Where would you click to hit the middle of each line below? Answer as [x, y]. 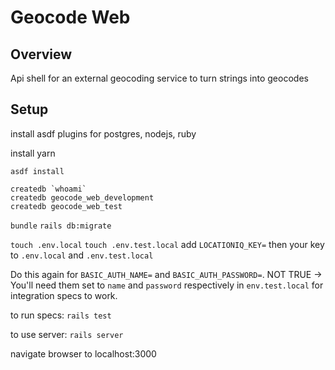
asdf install [37, 171]
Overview [41, 54]
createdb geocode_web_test [66, 206]
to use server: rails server [67, 334]
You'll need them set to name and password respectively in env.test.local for [167, 285]
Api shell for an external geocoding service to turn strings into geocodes [159, 78]
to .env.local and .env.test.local [82, 255]
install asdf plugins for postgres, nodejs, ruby [103, 133]
